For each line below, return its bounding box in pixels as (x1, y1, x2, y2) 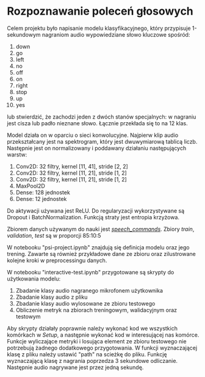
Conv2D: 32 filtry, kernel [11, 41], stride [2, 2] (15, 163, 129, 170)
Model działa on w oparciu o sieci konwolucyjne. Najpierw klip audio (7, 131, 179, 139)
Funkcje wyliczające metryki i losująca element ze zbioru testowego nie (7, 337, 187, 345)
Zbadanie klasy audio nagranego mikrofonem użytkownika (15, 287, 164, 294)
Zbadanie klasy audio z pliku (15, 293, 88, 301)
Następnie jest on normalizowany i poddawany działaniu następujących (7, 144, 187, 152)
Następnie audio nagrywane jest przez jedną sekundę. (7, 364, 144, 371)
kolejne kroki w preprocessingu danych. (7, 257, 107, 264)
